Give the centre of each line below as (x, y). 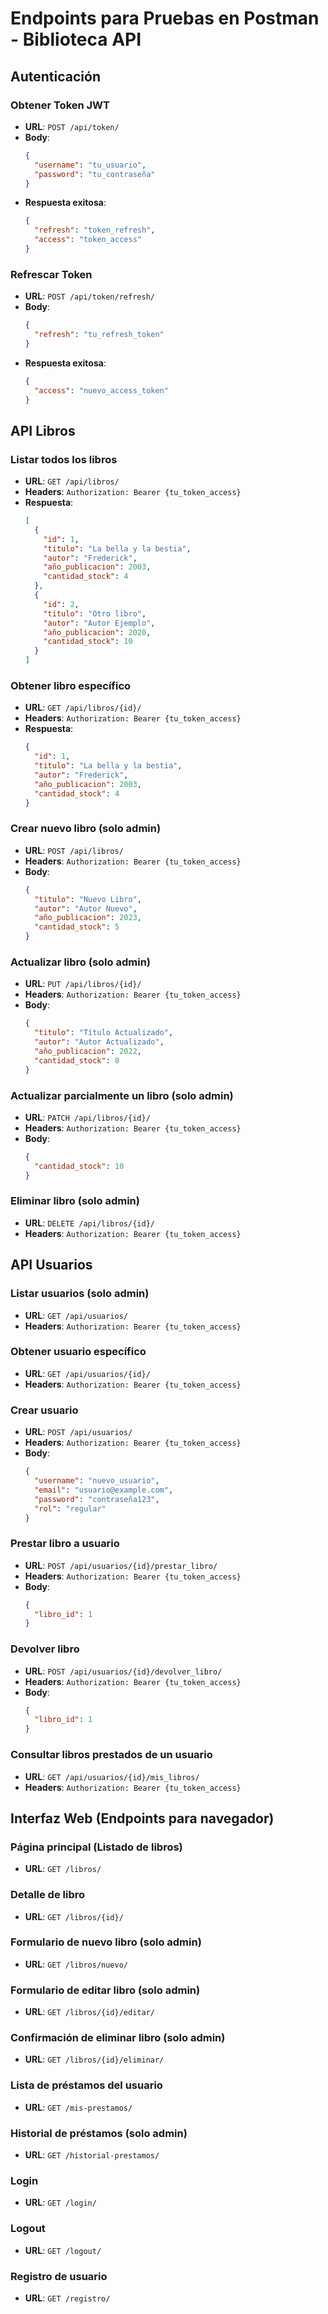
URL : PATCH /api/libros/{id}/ (87, 1117)
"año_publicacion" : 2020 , (97, 632)
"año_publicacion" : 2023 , (88, 918)
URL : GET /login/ (60, 2203)
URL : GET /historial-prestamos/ (92, 2154)
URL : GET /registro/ (67, 2298)
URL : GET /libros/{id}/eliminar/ (94, 2059)
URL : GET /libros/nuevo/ (76, 1964)
